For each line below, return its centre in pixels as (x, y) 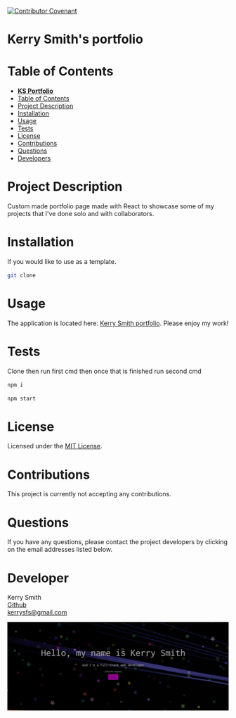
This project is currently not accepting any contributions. (90, 494)
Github (17, 605)
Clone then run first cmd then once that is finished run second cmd (104, 371)
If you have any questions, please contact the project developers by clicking (118, 542)
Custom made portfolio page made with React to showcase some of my (111, 206)
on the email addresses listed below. (60, 550)
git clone (22, 275)
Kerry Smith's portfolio (76, 39)
